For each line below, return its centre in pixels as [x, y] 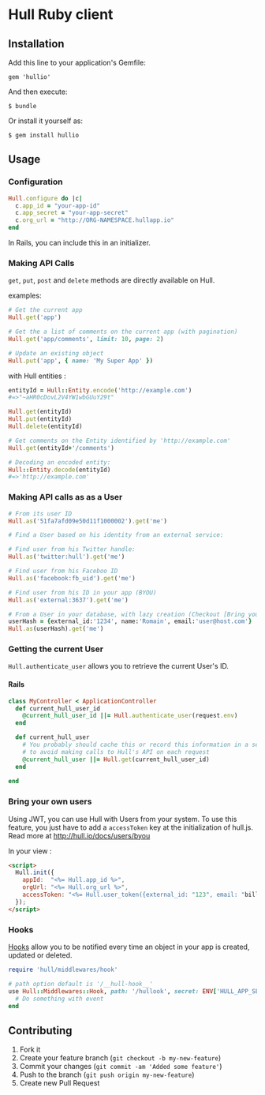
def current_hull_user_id [58, 708]
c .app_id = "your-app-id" [58, 206]
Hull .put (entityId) [40, 419]
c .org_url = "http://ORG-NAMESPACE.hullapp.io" [95, 220]
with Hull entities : [37, 376]
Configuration [35, 182]
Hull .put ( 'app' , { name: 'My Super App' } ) [81, 361]
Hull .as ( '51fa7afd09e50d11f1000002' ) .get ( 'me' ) [88, 521]
